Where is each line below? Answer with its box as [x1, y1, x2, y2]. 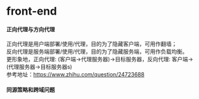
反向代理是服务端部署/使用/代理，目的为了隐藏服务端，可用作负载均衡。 [6, 48, 189, 56]
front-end [6, 4, 57, 18]
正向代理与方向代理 [6, 26, 55, 33]
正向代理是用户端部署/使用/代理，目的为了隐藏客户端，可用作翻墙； [6, 40, 178, 48]
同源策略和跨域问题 [6, 86, 55, 93]
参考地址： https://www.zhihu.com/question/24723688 [6, 71, 145, 78]
